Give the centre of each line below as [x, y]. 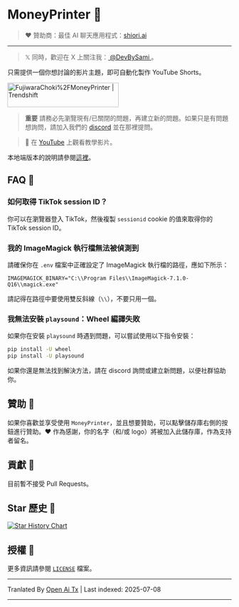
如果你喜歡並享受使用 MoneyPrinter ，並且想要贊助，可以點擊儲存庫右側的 [115, 422]
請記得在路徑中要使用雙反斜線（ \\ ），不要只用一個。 [84, 298]
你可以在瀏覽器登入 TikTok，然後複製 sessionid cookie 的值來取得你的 [110, 219]
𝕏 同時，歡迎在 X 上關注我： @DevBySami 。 [91, 57]
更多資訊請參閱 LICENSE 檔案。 [52, 568]
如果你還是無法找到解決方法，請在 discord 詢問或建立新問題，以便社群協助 [117, 370]
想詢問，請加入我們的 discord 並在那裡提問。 [91, 127]
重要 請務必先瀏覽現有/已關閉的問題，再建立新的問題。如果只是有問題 [127, 118]
